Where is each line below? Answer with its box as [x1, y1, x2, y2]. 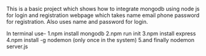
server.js [6, 43, 29, 50]
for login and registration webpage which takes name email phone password [6, 12, 200, 19]
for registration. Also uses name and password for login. [6, 18, 148, 25]
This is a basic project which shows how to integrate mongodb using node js [6, 5, 200, 12]
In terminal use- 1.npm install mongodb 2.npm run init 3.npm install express [6, 30, 196, 37]
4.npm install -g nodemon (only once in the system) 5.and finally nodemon [6, 37, 195, 43]
